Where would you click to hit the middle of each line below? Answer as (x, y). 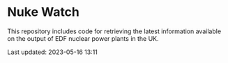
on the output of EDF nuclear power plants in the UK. (83, 38)
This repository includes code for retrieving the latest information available (114, 31)
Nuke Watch (44, 12)
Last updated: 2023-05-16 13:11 (52, 52)
